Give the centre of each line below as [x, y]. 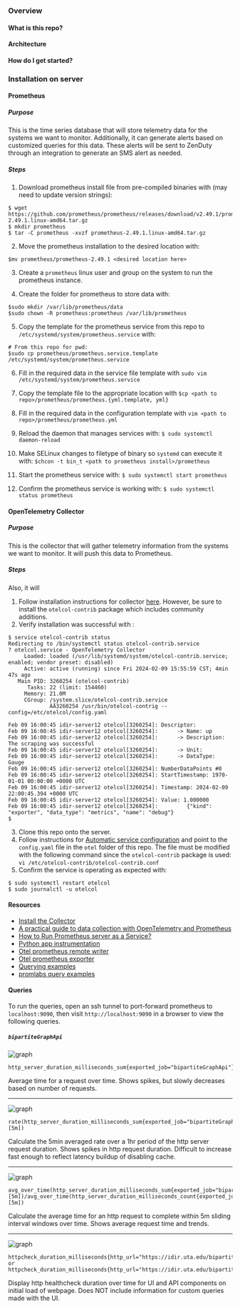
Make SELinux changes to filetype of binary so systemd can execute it [120, 454]
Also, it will [24, 587]
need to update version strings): [66, 195]
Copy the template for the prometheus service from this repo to [111, 326]
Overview [25, 11]
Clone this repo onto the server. [65, 832]
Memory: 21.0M [45, 694]
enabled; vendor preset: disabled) [61, 662]
